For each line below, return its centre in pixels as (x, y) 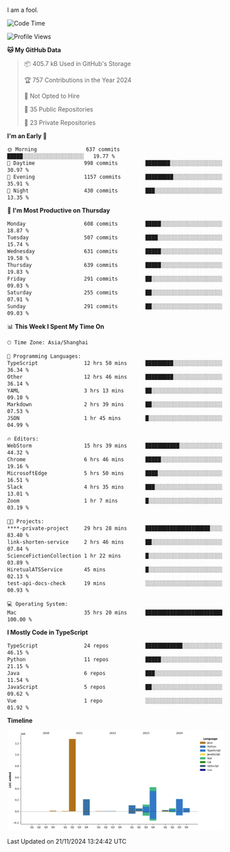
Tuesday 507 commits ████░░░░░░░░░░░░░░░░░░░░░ (115, 237)
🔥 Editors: (23, 439)
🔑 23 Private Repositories (60, 123)
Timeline (20, 721)
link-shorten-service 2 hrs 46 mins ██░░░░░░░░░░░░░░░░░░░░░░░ (115, 542)
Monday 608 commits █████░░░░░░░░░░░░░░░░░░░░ (115, 224)
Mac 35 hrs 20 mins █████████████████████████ (115, 613)
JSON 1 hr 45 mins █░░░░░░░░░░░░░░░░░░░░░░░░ (115, 418)
